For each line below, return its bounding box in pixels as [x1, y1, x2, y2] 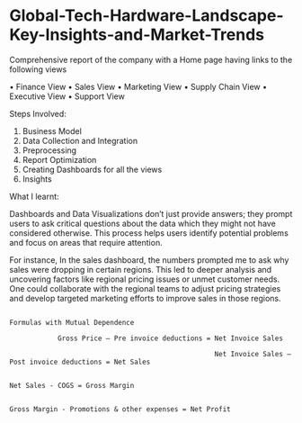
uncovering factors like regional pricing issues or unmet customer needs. [9, 274, 280, 284]
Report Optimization [22, 154, 97, 165]
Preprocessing [22, 145, 77, 156]
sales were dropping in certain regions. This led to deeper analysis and [9, 264, 272, 274]
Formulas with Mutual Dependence [9, 318, 135, 327]
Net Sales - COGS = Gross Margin [9, 381, 135, 390]
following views [9, 64, 67, 75]
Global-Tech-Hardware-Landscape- [9, 5, 284, 26]
